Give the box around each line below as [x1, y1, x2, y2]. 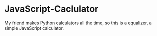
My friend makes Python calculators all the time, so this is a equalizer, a [4, 20, 152, 26]
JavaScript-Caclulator [4, 3, 99, 15]
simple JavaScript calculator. [4, 25, 64, 31]
